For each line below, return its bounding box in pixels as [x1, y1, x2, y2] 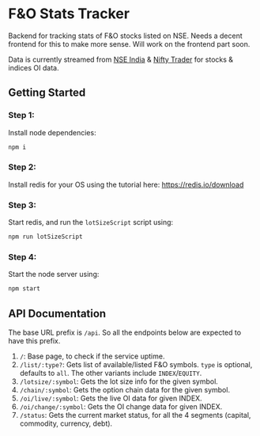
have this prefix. [8, 336, 61, 345]
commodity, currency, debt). [19, 419, 113, 428]
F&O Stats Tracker [8, 5, 130, 23]
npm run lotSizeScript [8, 233, 83, 241]
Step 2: [8, 161, 37, 173]
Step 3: [8, 199, 37, 210]
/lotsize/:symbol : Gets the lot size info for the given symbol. [19, 377, 219, 386]
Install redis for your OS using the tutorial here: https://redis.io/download [8, 180, 244, 189]
